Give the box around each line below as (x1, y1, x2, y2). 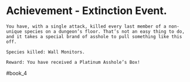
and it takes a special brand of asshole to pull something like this (6, 33, 182, 39)
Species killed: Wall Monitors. (6, 49, 85, 55)
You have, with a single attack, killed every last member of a (6, 23, 167, 29)
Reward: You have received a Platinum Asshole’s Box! (6, 59, 141, 65)
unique (6, 28, 22, 35)
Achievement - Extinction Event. (6, 4, 167, 18)
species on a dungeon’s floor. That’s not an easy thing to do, (24, 28, 185, 35)
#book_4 (6, 69, 28, 77)
